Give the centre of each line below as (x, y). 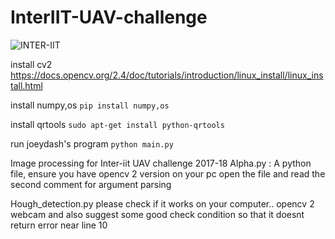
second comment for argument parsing (91, 184)
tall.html (26, 85)
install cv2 (31, 64)
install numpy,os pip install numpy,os (90, 105)
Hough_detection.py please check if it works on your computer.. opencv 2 (162, 203)
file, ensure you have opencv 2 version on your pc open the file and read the (168, 173)
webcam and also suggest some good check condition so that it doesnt (157, 214)
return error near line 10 (59, 225)
